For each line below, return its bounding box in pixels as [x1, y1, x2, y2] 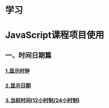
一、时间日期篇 [5, 51, 52, 59]
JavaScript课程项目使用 [5, 30, 104, 41]
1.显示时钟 [5, 67, 30, 74]
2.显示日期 [5, 82, 31, 89]
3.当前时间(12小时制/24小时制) [5, 96, 80, 103]
